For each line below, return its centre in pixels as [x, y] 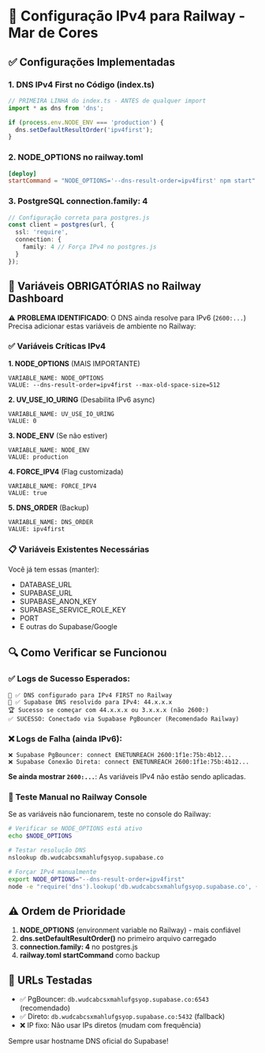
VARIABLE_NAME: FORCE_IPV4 [52, 486]
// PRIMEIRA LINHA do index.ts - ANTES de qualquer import [107, 101]
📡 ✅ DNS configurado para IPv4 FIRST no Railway [90, 695]
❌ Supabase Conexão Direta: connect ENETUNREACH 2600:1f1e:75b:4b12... [129, 762]
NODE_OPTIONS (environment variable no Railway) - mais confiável [130, 930]
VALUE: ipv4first [37, 529]
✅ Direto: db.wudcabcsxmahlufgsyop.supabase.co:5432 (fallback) [122, 1017]
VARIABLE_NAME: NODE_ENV [49, 450]
